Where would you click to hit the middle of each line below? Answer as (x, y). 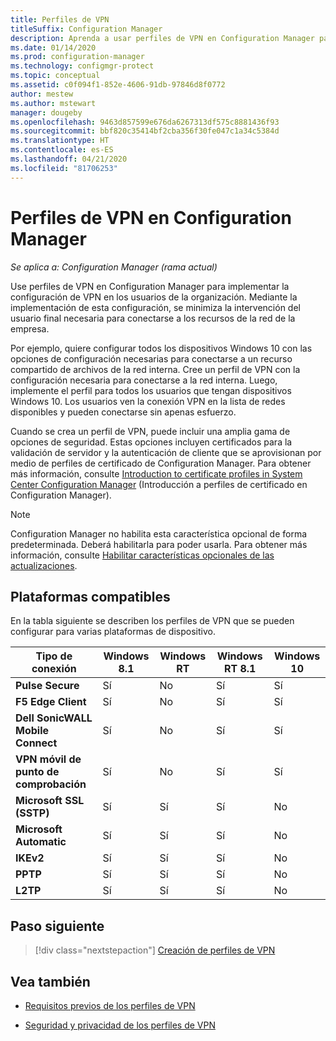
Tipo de (54, 656)
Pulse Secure (47, 686)
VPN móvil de (48, 759)
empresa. (30, 328)
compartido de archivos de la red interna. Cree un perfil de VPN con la (155, 369)
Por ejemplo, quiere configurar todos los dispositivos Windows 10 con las (161, 348)
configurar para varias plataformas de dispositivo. (113, 632)
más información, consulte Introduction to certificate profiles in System (156, 473)
